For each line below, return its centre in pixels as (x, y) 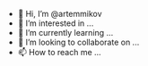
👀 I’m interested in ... (56, 23)
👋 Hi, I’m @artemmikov (60, 14)
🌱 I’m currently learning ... (65, 33)
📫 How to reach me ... (59, 52)
